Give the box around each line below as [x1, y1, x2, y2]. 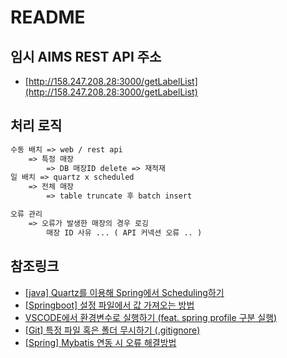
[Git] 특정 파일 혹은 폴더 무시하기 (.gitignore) [24, 324, 201, 336]
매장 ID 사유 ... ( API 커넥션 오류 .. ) [46, 227, 203, 238]
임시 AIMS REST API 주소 [10, 48, 162, 65]
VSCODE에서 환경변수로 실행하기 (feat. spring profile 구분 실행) [24, 311, 278, 323]
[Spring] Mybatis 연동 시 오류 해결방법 [24, 336, 177, 348]
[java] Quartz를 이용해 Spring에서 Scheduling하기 [24, 286, 225, 298]
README [10, 6, 86, 29]
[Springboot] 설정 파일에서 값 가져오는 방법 [24, 299, 195, 311]
